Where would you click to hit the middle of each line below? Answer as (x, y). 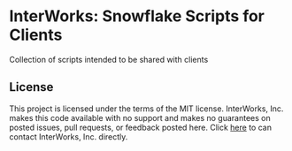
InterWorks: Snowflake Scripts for (137, 16)
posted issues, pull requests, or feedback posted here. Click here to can (141, 127)
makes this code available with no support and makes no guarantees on (140, 117)
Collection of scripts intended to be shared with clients (109, 59)
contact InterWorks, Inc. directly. (69, 136)
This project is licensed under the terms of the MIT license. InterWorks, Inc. (146, 109)
